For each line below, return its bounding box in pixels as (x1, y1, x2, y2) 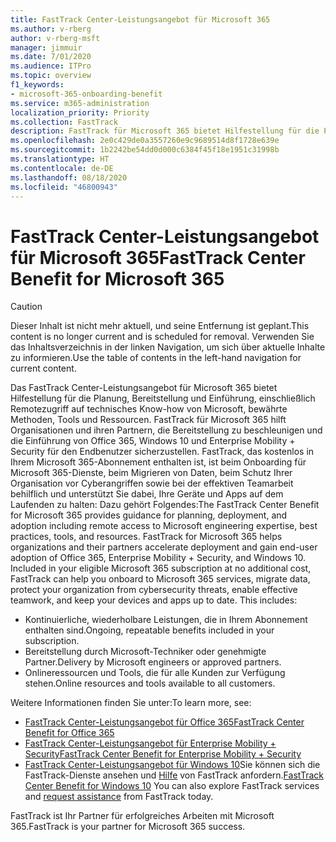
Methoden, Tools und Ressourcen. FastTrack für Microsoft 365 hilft (10, 414, 287, 426)
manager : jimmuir (10, 42, 83, 53)
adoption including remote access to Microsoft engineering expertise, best (10, 520, 318, 532)
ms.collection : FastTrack (10, 117, 118, 127)
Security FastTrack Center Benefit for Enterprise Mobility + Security (24, 748, 302, 760)
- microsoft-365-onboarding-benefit (10, 89, 163, 99)
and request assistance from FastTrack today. (24, 791, 214, 803)
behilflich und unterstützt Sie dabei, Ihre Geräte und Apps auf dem (10, 488, 284, 500)
